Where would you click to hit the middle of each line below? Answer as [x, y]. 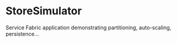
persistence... [22, 33]
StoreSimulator [44, 11]
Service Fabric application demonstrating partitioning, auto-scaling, [88, 27]
